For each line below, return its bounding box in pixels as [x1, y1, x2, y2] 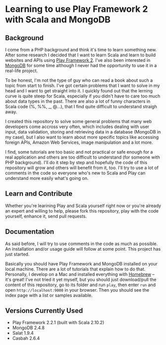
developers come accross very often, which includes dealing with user [5, 124, 150, 129]
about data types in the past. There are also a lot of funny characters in [5, 98, 151, 104]
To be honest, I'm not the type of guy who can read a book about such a [5, 78, 153, 83]
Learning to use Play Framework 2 [5, 3, 148, 15]
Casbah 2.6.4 [12, 335, 40, 342]
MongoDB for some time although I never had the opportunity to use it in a [5, 63, 157, 68]
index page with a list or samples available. [5, 292, 93, 298]
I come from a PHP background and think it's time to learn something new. [5, 47, 157, 52]
